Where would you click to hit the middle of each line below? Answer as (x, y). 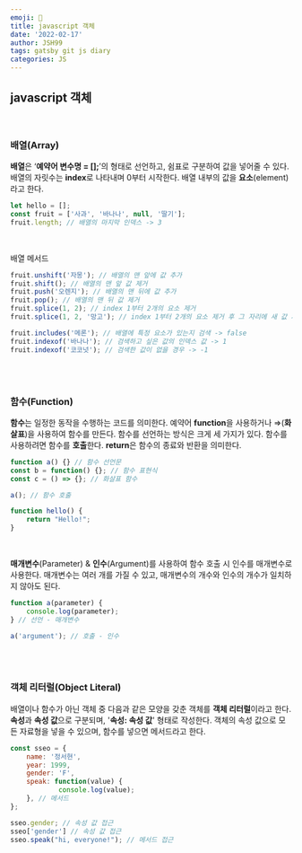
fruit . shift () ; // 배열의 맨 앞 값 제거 (79, 284)
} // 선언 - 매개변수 (45, 620)
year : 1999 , (48, 765)
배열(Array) (35, 145)
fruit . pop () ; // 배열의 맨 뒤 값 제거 (75, 300)
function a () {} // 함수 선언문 (66, 462)
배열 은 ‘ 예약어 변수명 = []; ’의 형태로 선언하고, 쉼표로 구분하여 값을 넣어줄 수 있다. (150, 166)
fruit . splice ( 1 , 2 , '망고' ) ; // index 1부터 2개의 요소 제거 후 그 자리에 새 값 (149, 317)
